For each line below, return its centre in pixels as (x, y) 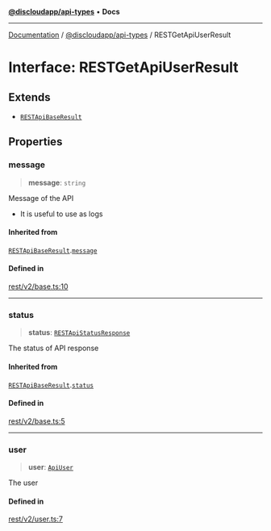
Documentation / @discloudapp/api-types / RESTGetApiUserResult (120, 35)
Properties (35, 142)
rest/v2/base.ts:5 (37, 421)
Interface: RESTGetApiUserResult (124, 67)
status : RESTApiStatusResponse (79, 332)
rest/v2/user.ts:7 (35, 519)
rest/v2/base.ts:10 (38, 286)
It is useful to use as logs (61, 214)
